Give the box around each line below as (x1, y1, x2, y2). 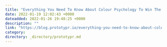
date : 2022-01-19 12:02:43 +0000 (5, 12, 75, 17)
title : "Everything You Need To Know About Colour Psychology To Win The (5, 7, 162, 12)
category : (5, 30, 26, 35)
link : (5, 25, 16, 30)
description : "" (5, 21, 39, 26)
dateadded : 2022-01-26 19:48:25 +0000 (5, 16, 85, 21)
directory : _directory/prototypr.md (5, 35, 81, 40)
